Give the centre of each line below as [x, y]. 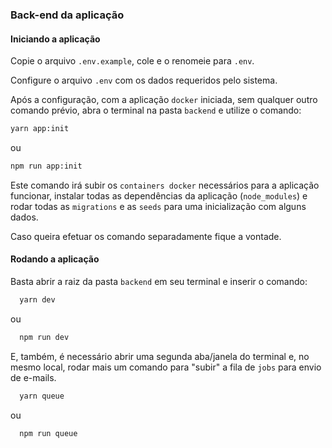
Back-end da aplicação [67, 15]
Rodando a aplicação [55, 259]
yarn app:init [40, 129]
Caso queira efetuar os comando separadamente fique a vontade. [146, 236]
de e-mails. [33, 377]
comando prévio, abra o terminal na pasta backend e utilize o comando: [156, 110]
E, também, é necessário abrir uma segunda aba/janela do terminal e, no [160, 356]
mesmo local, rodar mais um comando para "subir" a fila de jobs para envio [166, 367]
